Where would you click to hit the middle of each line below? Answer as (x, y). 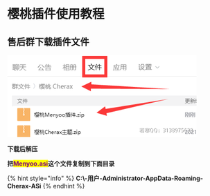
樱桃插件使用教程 (56, 14)
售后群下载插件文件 (48, 42)
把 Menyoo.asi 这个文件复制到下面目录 (61, 164)
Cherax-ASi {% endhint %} (46, 186)
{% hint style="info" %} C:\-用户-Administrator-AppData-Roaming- (105, 178)
